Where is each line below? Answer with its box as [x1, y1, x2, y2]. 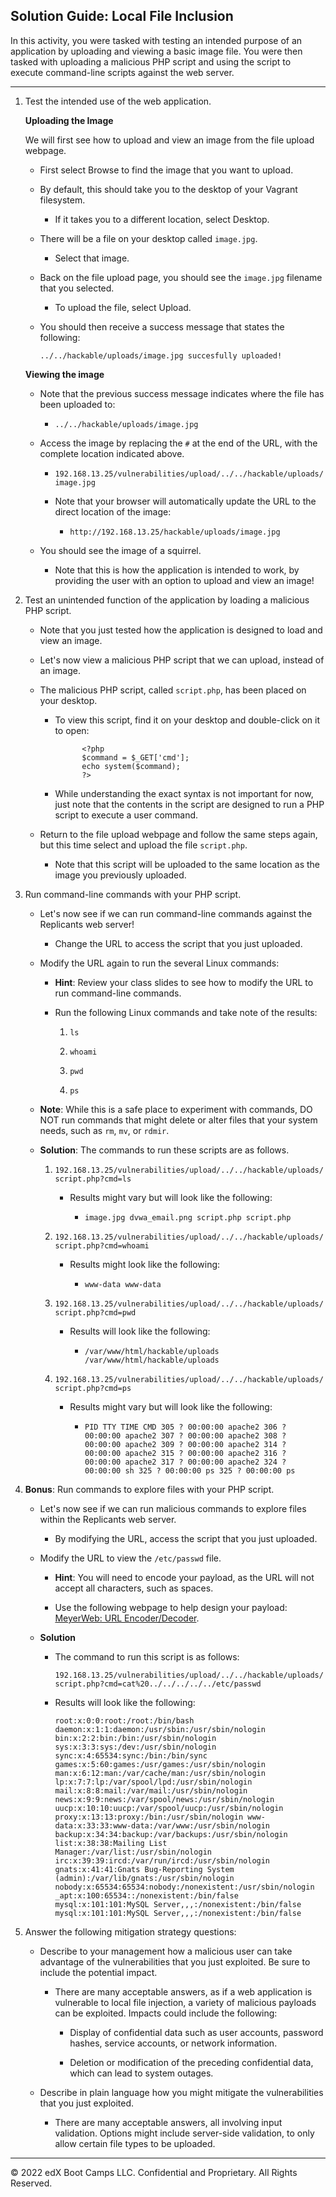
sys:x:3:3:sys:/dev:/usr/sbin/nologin [54, 1742, 217, 1752]
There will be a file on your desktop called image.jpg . [39, 232, 258, 244]
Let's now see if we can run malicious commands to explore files [39, 1502, 307, 1514]
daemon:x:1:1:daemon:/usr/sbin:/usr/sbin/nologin [54, 1724, 266, 1734]
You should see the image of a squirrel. [39, 544, 202, 556]
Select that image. [54, 252, 130, 264]
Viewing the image [24, 368, 105, 380]
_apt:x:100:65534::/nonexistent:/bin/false [54, 1890, 239, 1901]
